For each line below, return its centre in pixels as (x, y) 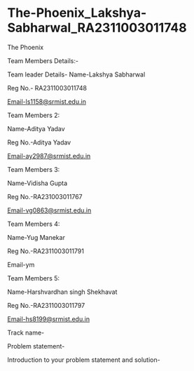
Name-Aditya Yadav (36, 128)
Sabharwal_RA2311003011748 (97, 28)
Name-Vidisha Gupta (37, 183)
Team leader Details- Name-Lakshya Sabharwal (76, 74)
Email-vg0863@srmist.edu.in (49, 210)
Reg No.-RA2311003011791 (46, 251)
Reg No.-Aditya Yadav (39, 142)
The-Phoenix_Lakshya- (77, 13)
